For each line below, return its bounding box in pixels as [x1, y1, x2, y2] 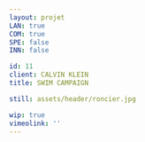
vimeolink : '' [9, 119, 62, 128]
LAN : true [9, 21, 46, 30]
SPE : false [9, 37, 50, 47]
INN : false [9, 46, 50, 55]
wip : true [9, 110, 46, 120]
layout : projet [9, 12, 65, 22]
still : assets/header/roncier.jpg [9, 94, 137, 103]
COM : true [9, 29, 46, 38]
